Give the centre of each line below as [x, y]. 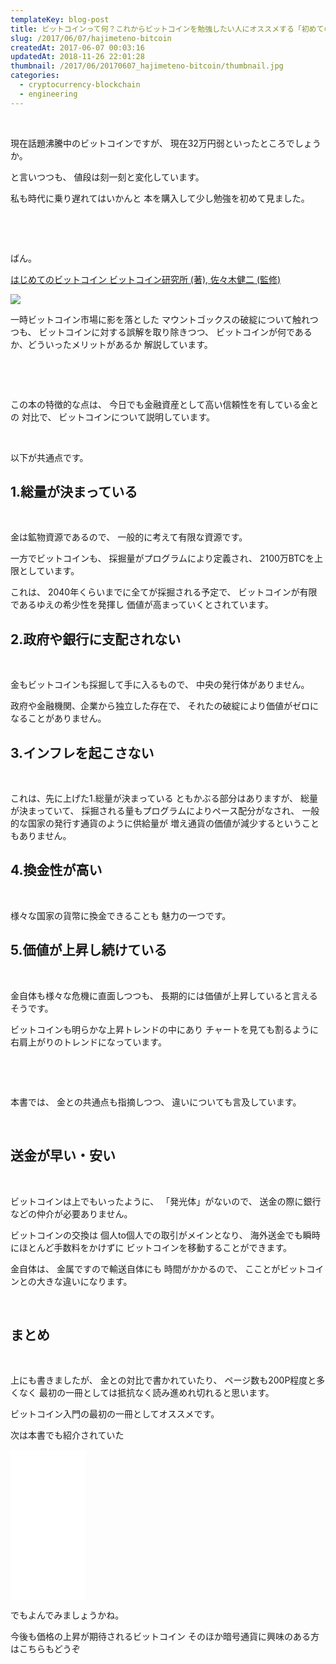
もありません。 [41, 836]
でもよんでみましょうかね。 [67, 1615]
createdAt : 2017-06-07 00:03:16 [77, 47]
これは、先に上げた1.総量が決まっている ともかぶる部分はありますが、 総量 [164, 798]
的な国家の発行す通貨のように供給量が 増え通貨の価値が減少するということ [165, 823]
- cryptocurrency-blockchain [80, 85]
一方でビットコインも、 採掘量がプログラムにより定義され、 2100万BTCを [162, 558]
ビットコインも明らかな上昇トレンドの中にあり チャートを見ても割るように [165, 1029]
